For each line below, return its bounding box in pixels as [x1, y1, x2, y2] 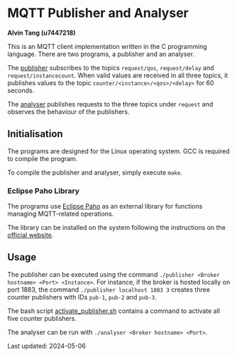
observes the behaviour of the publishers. [7, 107, 130, 116]
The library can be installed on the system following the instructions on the [7, 224, 226, 232]
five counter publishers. [7, 314, 77, 322]
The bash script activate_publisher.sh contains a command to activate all [7, 307, 220, 315]
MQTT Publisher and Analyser [7, 5, 189, 21]
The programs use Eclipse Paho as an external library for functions [7, 202, 203, 211]
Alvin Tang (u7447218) [7, 28, 76, 37]
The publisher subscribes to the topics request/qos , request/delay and [7, 63, 214, 72]
